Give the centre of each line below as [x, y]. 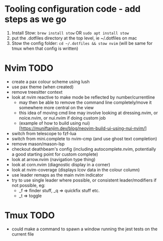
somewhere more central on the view [56, 107]
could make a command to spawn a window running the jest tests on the [84, 229]
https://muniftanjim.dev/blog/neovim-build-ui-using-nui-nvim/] [84, 128]
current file [23, 234]
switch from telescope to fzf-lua [44, 133]
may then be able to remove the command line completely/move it [85, 102]
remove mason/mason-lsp [38, 144]
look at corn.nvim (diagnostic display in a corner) [61, 164]
